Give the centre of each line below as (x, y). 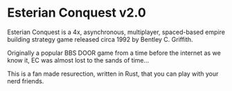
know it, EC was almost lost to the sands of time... (78, 60)
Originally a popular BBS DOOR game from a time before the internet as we (114, 53)
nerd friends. (26, 81)
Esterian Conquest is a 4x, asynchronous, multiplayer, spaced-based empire (116, 32)
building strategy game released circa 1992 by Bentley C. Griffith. (100, 39)
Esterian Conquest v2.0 (77, 13)
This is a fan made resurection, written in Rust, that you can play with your (113, 74)
